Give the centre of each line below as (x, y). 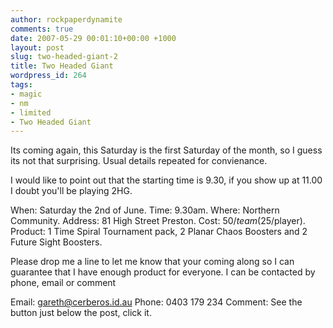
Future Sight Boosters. (56, 242)
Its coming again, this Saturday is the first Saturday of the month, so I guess (166, 150)
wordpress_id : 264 (48, 76)
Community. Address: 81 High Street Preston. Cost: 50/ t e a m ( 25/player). (158, 221)
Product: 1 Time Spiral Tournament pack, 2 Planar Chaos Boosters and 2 (159, 232)
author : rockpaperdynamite (66, 19)
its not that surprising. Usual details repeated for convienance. (139, 161)
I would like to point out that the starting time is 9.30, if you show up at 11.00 (166, 180)
